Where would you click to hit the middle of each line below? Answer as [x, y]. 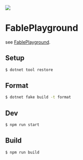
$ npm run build [22, 152]
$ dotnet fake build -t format [38, 97]
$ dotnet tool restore [29, 70]
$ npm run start [22, 125]
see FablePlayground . [28, 42]
